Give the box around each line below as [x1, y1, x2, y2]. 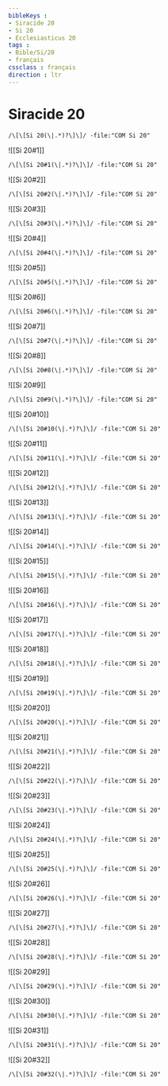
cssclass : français [8, 64, 77, 72]
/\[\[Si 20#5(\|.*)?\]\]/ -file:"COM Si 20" [8, 278, 158, 286]
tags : [8, 41, 30, 49]
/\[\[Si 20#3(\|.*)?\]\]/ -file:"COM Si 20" [8, 220, 158, 228]
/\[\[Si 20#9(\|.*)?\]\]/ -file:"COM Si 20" [8, 395, 158, 403]
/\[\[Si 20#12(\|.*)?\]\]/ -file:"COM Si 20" [8, 483, 161, 492]
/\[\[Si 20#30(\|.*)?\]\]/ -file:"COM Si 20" [8, 1011, 161, 1019]
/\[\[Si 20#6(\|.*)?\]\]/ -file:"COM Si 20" [8, 307, 158, 315]
